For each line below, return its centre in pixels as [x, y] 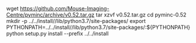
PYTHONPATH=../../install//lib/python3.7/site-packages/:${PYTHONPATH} [98, 27]
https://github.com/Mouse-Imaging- [65, 9]
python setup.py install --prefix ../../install [58, 34]
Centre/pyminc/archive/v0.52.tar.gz [51, 15]
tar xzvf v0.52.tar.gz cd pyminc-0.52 [141, 15]
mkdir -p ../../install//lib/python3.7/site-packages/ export [76, 21]
